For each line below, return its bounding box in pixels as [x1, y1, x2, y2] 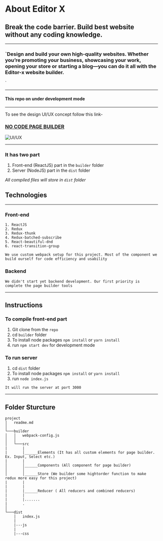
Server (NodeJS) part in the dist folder [12, 167, 91, 174]
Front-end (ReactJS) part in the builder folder [12, 162, 104, 168]
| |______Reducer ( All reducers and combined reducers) [5, 489, 136, 494]
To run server [5, 355, 38, 361]
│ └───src [5, 441, 29, 447]
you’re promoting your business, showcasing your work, [5, 57, 141, 63]
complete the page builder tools [5, 283, 73, 288]
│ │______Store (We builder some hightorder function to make [5, 472, 147, 477]
